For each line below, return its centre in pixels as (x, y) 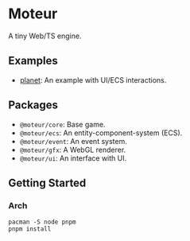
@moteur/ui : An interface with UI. (73, 158)
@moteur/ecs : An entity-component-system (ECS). (101, 133)
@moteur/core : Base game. (62, 124)
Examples (33, 61)
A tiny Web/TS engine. (45, 36)
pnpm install (30, 229)
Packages (33, 105)
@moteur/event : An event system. (73, 141)
